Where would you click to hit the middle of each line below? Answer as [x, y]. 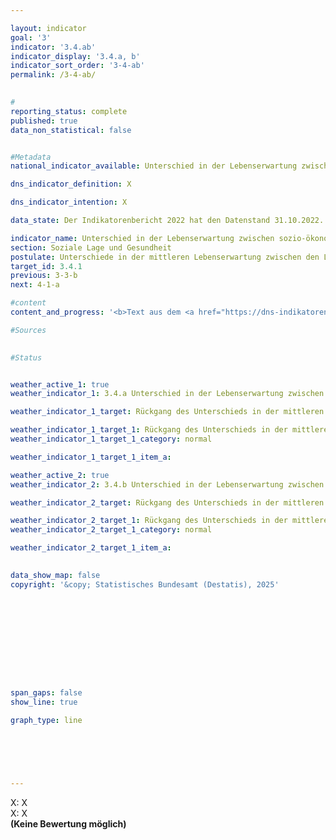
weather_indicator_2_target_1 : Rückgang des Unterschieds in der [149, 521]
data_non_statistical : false [71, 130]
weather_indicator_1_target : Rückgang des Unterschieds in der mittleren [167, 412]
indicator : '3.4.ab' [53, 47]
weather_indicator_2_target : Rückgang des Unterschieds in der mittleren [167, 502]
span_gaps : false [46, 693]
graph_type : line [46, 720]
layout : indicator [48, 28]
